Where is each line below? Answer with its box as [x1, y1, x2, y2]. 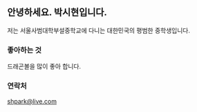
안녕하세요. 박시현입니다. [7, 6, 107, 19]
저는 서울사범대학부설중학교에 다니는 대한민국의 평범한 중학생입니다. [7, 26, 190, 35]
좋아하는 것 [7, 45, 42, 55]
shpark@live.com [7, 97, 57, 106]
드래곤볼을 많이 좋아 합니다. [7, 62, 82, 71]
